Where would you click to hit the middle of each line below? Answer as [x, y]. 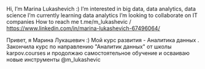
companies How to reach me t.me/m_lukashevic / [69, 22]
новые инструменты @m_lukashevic [54, 60]
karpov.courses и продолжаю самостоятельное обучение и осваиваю [98, 53]
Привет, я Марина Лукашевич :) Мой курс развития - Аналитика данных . [103, 40]
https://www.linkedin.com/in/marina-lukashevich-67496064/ [83, 28]
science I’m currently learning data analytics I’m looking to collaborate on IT [102, 15]
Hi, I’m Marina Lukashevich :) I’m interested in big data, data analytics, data [101, 9]
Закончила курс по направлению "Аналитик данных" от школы [89, 46]
